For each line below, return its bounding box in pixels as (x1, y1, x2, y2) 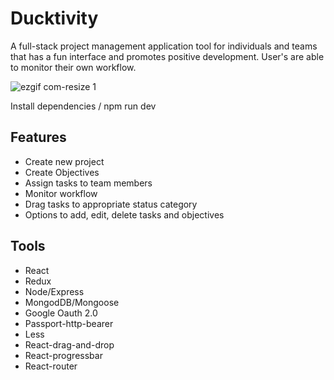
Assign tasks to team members (24, 177, 153, 189)
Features (10, 129, 67, 146)
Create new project (24, 155, 105, 167)
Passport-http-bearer (24, 317, 114, 329)
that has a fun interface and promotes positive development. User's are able (10, 50, 325, 62)
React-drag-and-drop (24, 338, 115, 351)
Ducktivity (10, 7, 99, 30)
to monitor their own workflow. (10, 61, 137, 73)
